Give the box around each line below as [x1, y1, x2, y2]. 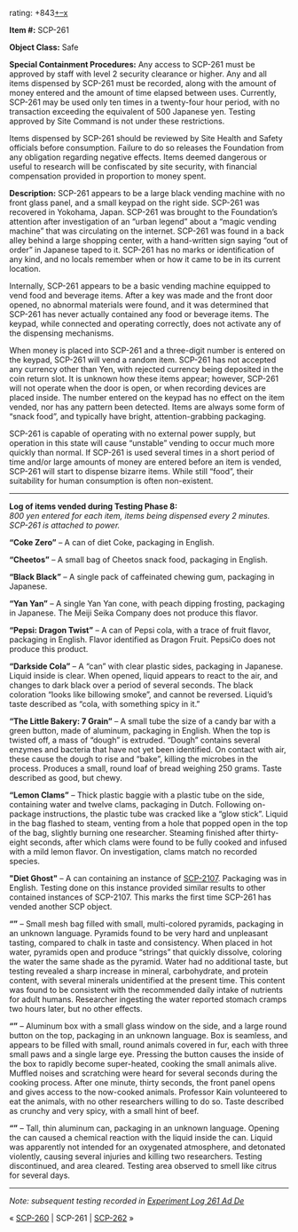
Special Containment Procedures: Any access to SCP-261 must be [9, 60, 255, 69]
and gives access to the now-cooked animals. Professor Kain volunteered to [9, 1087, 288, 1097]
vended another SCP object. [9, 902, 113, 911]
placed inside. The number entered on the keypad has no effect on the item [9, 393, 286, 402]
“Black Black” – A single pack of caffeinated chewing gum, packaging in [9, 572, 275, 582]
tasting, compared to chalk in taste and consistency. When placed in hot [9, 937, 273, 948]
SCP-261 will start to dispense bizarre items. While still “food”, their [9, 466, 254, 476]
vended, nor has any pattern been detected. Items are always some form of [9, 401, 286, 412]
